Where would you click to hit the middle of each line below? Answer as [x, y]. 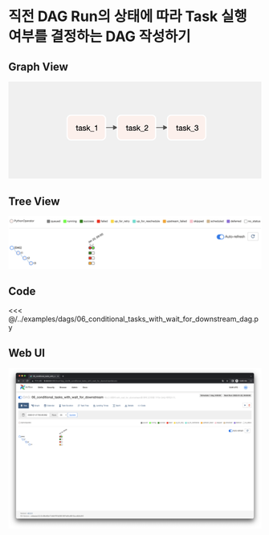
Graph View [38, 66]
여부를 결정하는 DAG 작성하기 [100, 37]
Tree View [34, 201]
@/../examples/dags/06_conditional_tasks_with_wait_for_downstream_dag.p [134, 319]
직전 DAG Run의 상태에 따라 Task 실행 [128, 16]
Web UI [27, 353]
